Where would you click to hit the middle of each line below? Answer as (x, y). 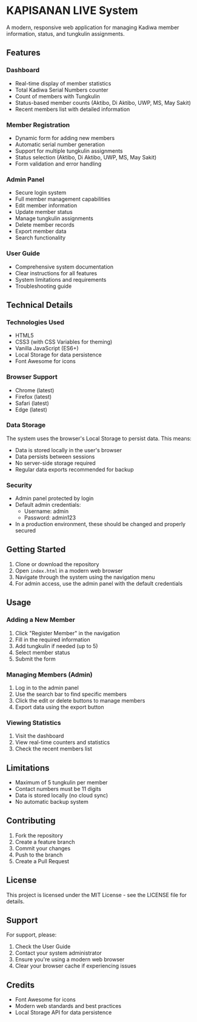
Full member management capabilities (63, 199)
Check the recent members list (53, 749)
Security (19, 485)
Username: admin (46, 511)
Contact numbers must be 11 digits (58, 789)
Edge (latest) (31, 409)
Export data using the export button (59, 707)
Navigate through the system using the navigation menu (85, 577)
